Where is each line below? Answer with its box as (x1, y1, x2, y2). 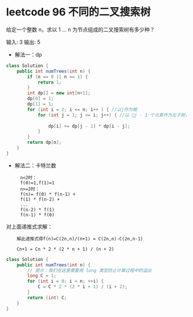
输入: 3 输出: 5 (6, 38, 41, 45)
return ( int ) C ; (27, 295, 67, 301)
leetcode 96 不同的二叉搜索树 (6, 5, 151, 19)
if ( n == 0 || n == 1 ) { (27, 74, 88, 80)
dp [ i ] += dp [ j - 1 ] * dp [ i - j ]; (48, 123, 131, 129)
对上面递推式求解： (6, 223, 53, 230)
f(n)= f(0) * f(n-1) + (20, 191, 76, 197)
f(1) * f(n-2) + (20, 196, 60, 202)
